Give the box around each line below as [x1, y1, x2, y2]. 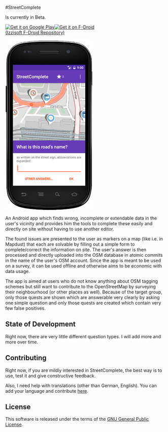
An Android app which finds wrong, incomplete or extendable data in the [5, 215, 157, 221]
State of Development [5, 320, 76, 329]
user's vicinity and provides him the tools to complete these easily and [5, 221, 153, 226]
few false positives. [5, 305, 46, 311]
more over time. [5, 339, 39, 345]
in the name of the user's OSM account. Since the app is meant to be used [5, 257, 161, 263]
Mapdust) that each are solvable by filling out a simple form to [5, 241, 135, 247]
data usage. [5, 268, 30, 274]
